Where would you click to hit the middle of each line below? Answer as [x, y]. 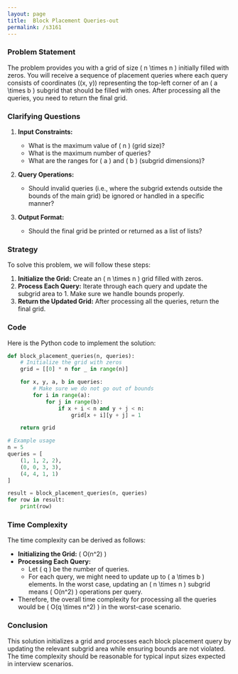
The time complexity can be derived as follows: [76, 540]
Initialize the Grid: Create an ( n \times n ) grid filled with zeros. [110, 279]
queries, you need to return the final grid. [67, 98]
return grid [38, 428]
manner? [41, 203]
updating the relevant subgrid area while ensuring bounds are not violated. [117, 648]
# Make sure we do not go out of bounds [93, 389]
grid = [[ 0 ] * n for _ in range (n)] [75, 369]
